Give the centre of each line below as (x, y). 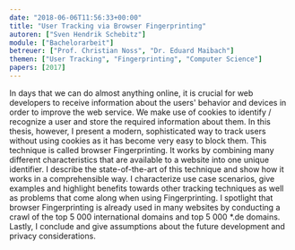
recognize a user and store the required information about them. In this (140, 121)
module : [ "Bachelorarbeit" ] (62, 43)
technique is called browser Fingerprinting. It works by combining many (142, 150)
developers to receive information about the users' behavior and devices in (148, 102)
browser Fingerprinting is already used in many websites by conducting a (145, 207)
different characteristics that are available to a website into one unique (139, 159)
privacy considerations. (52, 236)
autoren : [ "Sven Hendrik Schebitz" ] (78, 34)
